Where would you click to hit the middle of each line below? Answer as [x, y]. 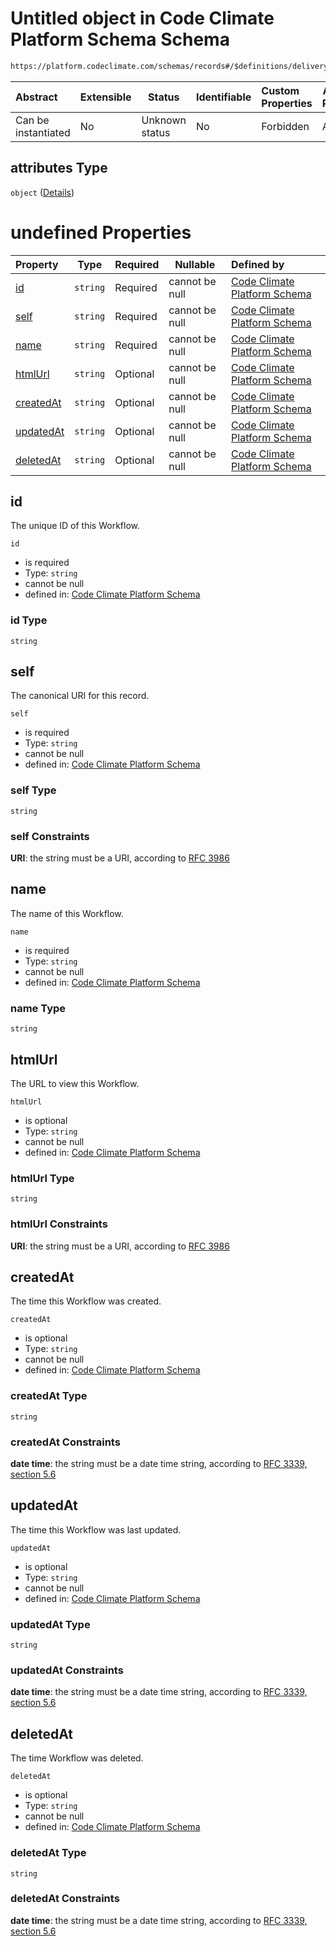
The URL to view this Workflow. [75, 1083]
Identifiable [223, 97]
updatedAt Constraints [67, 1670]
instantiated [43, 132]
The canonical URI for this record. [80, 696]
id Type [29, 620]
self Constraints [50, 836]
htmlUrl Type [42, 1178]
